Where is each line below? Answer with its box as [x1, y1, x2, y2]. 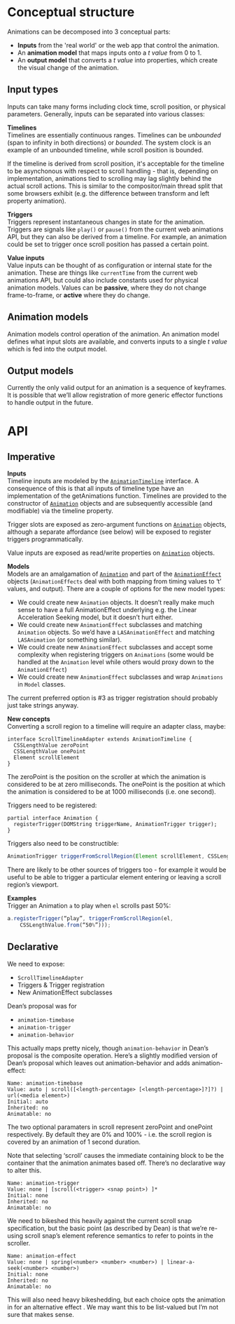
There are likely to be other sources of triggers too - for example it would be [7, 865, 227, 874]
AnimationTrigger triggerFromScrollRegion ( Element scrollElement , [7, 853, 205, 860]
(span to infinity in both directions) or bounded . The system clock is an [7, 138, 211, 147]
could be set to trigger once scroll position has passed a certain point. [7, 240, 209, 248]
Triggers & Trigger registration [17, 980, 105, 989]
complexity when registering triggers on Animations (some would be [17, 650, 215, 659]
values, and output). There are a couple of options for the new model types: [7, 585, 226, 593]
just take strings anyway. [7, 701, 79, 710]
